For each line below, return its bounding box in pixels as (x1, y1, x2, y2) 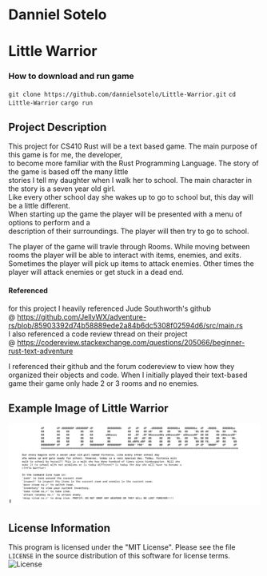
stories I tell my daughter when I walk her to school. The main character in (8, 176, 253, 185)
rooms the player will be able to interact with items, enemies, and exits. (8, 250, 242, 260)
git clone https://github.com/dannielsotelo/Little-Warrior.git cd (8, 90, 236, 98)
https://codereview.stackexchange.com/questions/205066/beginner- (17, 337, 245, 347)
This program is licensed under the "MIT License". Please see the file (8, 542, 236, 552)
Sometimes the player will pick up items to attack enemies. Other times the (8, 259, 254, 268)
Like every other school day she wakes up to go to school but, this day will (8, 193, 253, 202)
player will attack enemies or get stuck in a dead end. (8, 268, 184, 277)
